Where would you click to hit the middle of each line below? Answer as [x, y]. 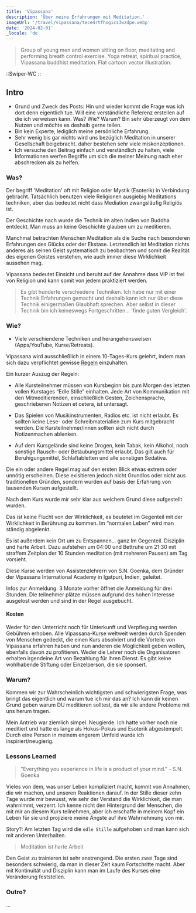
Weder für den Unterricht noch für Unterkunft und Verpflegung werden [92, 627]
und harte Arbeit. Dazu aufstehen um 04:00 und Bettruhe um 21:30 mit [91, 547]
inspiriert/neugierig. [30, 741]
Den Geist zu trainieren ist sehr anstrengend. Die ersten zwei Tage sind [92, 858]
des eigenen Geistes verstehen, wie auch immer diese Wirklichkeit [86, 257]
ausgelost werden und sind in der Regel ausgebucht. [70, 600]
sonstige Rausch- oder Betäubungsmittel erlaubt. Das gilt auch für [94, 452]
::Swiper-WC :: [24, 74]
